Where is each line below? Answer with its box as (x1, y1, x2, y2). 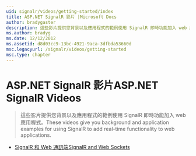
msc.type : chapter (6, 52, 51, 58)
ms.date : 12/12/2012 (6, 36, 57, 41)
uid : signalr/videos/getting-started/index (6, 8, 114, 15)
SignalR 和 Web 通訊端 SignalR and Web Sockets (14, 143, 130, 150)
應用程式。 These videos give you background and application (20, 119, 169, 126)
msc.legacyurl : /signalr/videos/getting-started (6, 47, 127, 52)
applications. (20, 132, 51, 139)
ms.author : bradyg (6, 30, 51, 36)
